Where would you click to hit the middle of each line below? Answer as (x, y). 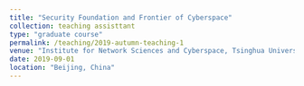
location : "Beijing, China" (62, 68)
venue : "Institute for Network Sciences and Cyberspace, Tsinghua (137, 51)
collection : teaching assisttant (72, 26)
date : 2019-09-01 (42, 59)
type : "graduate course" (56, 34)
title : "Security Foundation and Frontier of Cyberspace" (121, 17)
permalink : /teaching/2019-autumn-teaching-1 (96, 43)
